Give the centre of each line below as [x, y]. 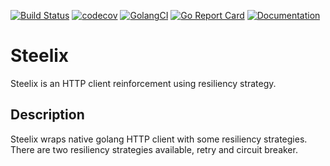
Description [47, 115]
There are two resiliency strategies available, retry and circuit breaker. [154, 149]
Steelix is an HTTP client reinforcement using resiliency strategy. [143, 83]
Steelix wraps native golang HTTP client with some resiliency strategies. [159, 139]
